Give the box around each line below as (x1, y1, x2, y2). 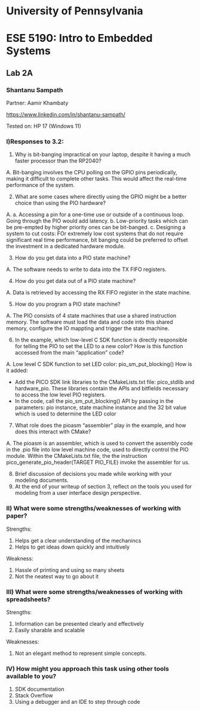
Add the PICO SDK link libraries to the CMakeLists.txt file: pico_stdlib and (14, 378, 195, 386)
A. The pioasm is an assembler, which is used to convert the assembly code (6, 440, 193, 447)
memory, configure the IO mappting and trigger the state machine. (6, 325, 170, 332)
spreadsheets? (6, 595, 51, 604)
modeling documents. (14, 476, 69, 484)
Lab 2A (6, 67, 33, 78)
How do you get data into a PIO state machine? (14, 254, 131, 261)
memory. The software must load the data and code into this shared (6, 318, 173, 326)
